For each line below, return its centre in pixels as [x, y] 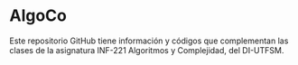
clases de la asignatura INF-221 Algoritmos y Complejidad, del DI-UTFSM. [147, 50]
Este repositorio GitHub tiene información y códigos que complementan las [149, 41]
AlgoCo [38, 16]
